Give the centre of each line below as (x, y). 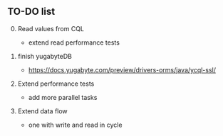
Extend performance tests (56, 84)
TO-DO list (31, 12)
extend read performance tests (74, 42)
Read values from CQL (51, 28)
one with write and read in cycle (75, 125)
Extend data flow (42, 111)
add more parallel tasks (63, 97)
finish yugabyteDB (45, 56)
